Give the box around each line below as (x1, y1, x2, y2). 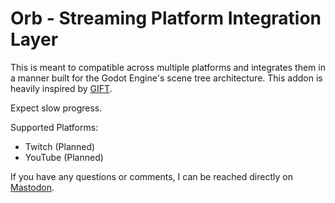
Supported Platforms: (10, 121, 99, 133)
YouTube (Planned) (24, 151, 104, 163)
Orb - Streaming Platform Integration (10, 7, 322, 30)
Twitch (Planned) (24, 140, 96, 152)
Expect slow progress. (10, 102, 103, 114)
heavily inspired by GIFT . (10, 82, 113, 94)
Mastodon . (10, 181, 55, 193)
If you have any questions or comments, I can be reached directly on (10, 170, 293, 182)
